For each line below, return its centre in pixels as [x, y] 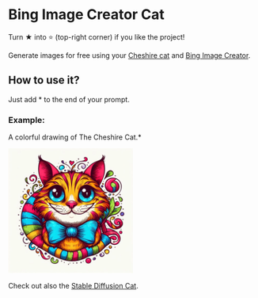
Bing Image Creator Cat [86, 15]
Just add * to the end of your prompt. [69, 99]
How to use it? [44, 80]
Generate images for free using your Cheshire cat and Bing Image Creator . [129, 55]
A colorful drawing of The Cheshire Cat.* [75, 137]
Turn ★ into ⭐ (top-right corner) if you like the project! [97, 36]
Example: [27, 120]
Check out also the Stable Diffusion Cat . [73, 286]
